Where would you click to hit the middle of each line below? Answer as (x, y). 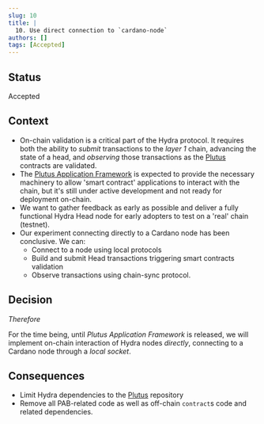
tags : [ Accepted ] (37, 45)
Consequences (47, 376)
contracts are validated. (58, 165)
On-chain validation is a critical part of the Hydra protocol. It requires (132, 140)
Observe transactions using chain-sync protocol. (111, 275)
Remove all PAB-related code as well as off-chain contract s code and (133, 403)
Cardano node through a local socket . (70, 351)
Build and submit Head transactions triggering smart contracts (133, 258)
